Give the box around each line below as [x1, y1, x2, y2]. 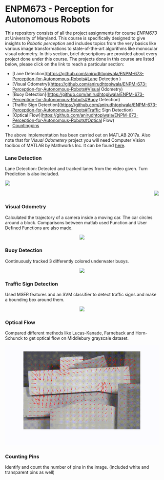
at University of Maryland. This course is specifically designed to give [5, 35, 145, 41]
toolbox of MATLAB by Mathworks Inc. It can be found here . [5, 142, 126, 148]
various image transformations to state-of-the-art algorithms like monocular [5, 45, 158, 51]
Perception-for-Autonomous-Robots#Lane [12, 76, 98, 82]
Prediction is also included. [5, 171, 60, 177]
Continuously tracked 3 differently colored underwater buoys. [5, 258, 129, 264]
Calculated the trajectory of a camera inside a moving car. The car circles [5, 214, 153, 220]
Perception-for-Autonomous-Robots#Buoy [12, 96, 99, 102]
